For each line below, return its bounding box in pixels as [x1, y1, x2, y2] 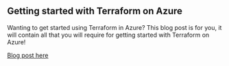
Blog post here [7, 51, 49, 59]
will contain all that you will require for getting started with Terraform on [7, 31, 210, 39]
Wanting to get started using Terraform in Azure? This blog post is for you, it [7, 23, 222, 31]
